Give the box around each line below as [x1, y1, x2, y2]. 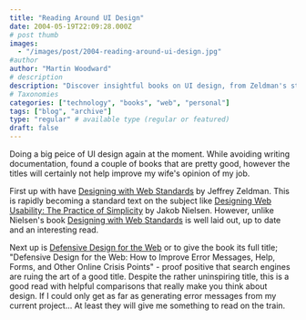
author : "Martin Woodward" [9, 65, 112, 74]
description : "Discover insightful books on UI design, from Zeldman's [9, 81, 287, 90]
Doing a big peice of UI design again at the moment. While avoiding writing [9, 149, 291, 160]
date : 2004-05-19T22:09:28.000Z [9, 22, 132, 31]
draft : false [9, 124, 59, 133]
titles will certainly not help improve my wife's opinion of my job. [9, 168, 250, 179]
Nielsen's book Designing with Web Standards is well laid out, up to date [9, 215, 281, 225]
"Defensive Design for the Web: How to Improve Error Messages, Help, [9, 252, 276, 263]
